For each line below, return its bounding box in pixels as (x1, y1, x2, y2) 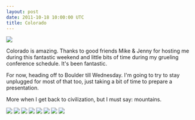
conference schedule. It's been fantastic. (6, 60, 108, 67)
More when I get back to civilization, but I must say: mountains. (6, 96, 162, 103)
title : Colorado (6, 20, 47, 26)
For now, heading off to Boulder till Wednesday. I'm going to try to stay (6, 72, 180, 79)
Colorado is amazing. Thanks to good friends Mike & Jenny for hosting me (6, 47, 190, 54)
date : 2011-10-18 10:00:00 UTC (6, 14, 84, 20)
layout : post (6, 8, 39, 15)
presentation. (6, 84, 39, 91)
